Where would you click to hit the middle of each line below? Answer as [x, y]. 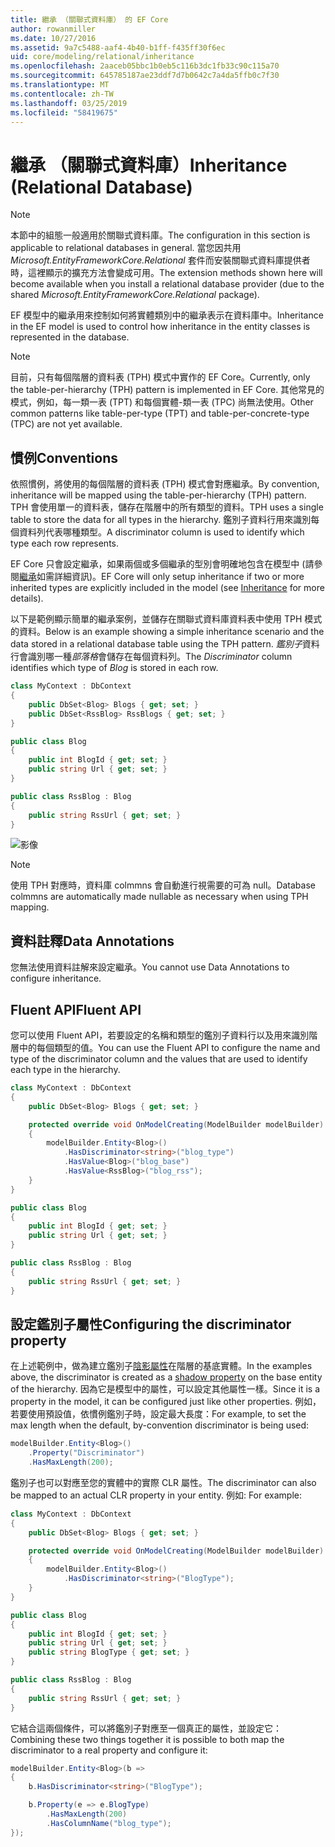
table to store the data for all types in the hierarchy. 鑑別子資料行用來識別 [161, 520]
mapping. [30, 907]
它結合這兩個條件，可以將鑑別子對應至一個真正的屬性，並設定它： [146, 1728]
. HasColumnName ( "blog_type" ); [109, 1823]
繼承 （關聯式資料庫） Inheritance [149, 165]
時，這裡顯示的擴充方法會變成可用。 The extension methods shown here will [166, 273]
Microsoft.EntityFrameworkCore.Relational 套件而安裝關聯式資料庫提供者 [160, 260]
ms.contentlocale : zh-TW [62, 94]
